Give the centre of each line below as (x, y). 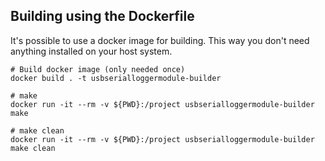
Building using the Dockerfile (102, 16)
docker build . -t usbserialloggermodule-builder (116, 78)
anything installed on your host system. (91, 51)
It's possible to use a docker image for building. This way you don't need (160, 40)
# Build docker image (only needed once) (98, 69)
